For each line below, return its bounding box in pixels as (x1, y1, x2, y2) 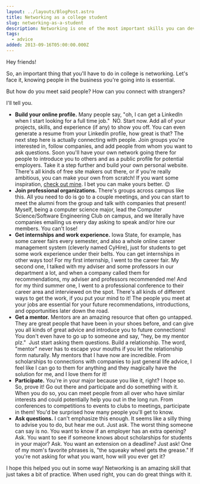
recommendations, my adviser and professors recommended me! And (14, 275, 187, 283)
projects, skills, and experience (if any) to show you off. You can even (14, 123, 186, 131)
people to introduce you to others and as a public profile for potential (14, 155, 184, 162)
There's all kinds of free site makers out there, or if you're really (14, 167, 171, 175)
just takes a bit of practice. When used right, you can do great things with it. (6, 470, 192, 477)
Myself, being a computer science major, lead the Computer (14, 206, 162, 213)
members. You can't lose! (14, 225, 78, 232)
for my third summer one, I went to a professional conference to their (14, 281, 185, 289)
